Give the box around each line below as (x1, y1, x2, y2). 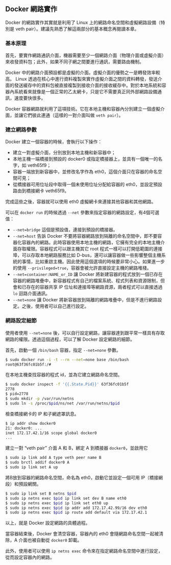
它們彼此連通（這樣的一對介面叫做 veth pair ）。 (22, 112, 124, 118)
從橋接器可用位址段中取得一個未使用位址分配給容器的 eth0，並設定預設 (12, 182, 162, 188)
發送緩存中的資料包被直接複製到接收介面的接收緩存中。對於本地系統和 (14, 82, 162, 88)
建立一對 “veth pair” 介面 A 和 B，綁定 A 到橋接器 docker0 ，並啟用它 (5, 445, 148, 451)
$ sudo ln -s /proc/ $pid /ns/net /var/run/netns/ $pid (5, 401, 120, 406)
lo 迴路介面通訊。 (12, 290, 51, 297)
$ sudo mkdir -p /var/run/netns (5, 396, 74, 401)
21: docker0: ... (5, 425, 42, 431)
